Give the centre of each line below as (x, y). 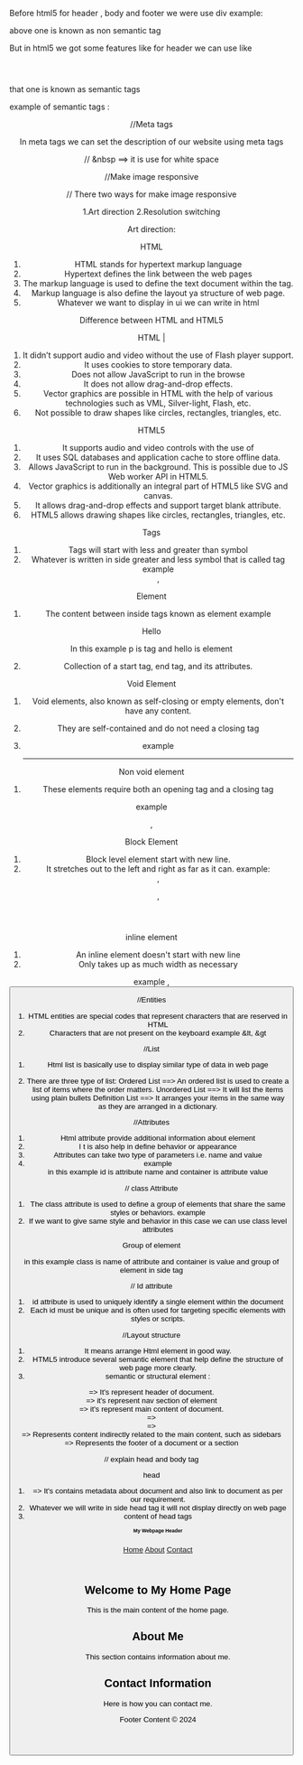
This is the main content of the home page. (158, 1610)
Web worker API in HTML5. (158, 476)
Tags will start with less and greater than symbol (158, 550)
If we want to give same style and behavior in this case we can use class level (158, 1221)
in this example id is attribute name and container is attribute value (158, 1172)
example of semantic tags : (60, 107)
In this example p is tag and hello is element (151, 649)
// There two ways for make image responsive (151, 194)
